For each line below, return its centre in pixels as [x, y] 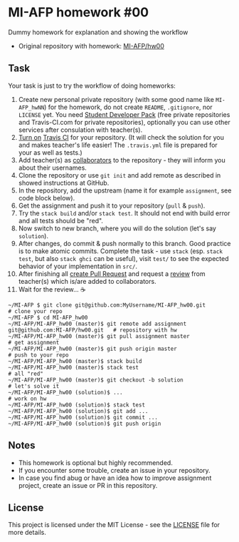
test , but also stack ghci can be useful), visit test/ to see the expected [124, 258]
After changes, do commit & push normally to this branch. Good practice [124, 243]
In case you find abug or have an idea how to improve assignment [115, 478]
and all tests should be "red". [61, 220]
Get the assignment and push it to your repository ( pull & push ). [112, 205]
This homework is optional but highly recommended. [95, 462]
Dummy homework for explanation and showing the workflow [98, 32]
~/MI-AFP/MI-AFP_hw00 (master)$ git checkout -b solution [96, 380]
